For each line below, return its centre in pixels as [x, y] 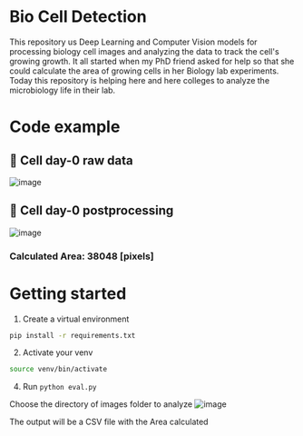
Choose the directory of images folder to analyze [101, 404]
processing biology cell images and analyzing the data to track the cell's [144, 51]
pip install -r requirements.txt [73, 335]
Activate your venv [58, 352]
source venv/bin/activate [58, 370]
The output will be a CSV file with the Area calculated [109, 422]
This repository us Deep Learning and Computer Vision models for [133, 42]
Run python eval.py [59, 387]
